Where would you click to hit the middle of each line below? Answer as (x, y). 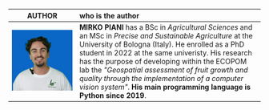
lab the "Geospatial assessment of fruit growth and (164, 70)
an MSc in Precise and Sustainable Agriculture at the (167, 35)
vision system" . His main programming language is (165, 87)
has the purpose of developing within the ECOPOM (163, 61)
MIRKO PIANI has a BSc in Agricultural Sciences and (166, 27)
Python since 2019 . (113, 95)
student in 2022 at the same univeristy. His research (166, 52)
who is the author (110, 15)
